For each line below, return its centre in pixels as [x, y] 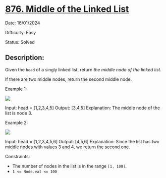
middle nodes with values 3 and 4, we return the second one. [68, 147]
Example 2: [17, 122]
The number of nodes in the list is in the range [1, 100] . [70, 166]
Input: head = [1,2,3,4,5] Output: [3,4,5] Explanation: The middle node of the [83, 108]
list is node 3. [19, 113]
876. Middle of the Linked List [67, 9]
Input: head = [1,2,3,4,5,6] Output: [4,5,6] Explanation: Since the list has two [82, 141]
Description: [25, 58]
